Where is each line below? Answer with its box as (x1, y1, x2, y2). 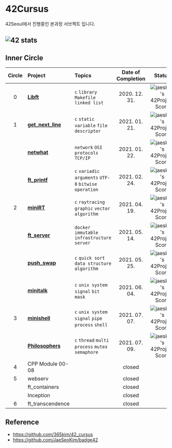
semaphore (74, 349, 99, 355)
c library (74, 89, 97, 95)
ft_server (27, 232, 50, 239)
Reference (5, 418, 39, 426)
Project (27, 72, 46, 79)
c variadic (74, 168, 100, 174)
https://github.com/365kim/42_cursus (12, 431, 93, 437)
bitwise (78, 181, 97, 187)
